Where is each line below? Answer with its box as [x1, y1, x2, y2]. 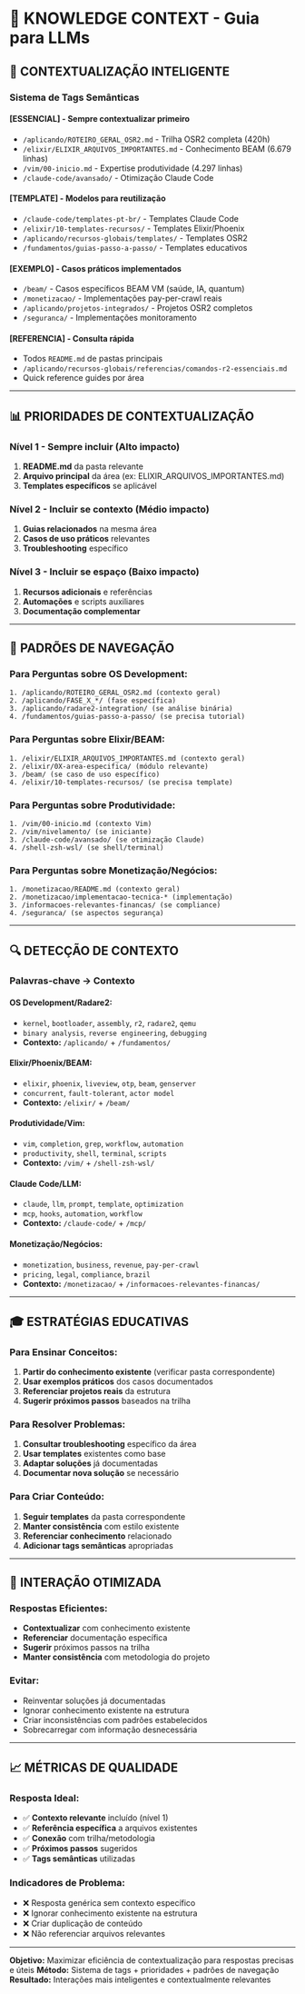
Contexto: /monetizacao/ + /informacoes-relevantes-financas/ [22, 1278, 261, 1289]
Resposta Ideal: [9, 1792, 80, 1805]
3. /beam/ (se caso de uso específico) [9, 770, 161, 779]
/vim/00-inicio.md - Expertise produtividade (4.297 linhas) [22, 163, 243, 174]
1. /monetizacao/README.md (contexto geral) [9, 885, 181, 894]
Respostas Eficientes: [9, 1602, 108, 1615]
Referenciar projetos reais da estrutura [22, 1386, 171, 1397]
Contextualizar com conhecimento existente [22, 1622, 191, 1634]
